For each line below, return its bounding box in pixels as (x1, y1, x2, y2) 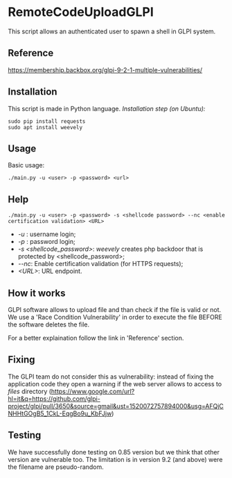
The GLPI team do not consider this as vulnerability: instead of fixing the (8, 372, 214, 381)
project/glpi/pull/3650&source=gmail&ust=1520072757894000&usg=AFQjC (8, 402, 224, 410)
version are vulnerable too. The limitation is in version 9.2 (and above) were (8, 455, 223, 463)
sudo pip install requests (8, 117, 86, 125)
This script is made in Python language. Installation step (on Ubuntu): (8, 104, 206, 113)
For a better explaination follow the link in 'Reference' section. (8, 334, 184, 342)
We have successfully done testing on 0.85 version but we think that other (8, 447, 220, 456)
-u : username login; (17, 230, 76, 238)
